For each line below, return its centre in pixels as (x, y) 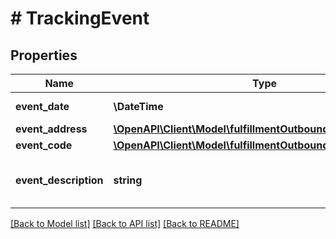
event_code (44, 145)
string (128, 180)
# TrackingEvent (80, 18)
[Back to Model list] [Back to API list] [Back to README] (125, 223)
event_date (42, 106)
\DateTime (138, 106)
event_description (59, 180)
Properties (44, 55)
